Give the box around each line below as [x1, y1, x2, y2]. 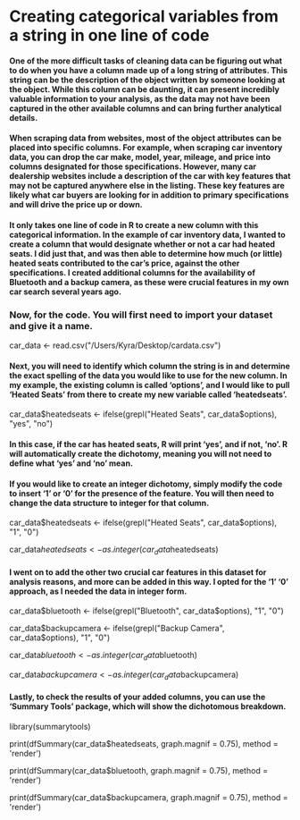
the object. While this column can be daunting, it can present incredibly [9, 83, 279, 95]
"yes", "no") [9, 418, 54, 429]
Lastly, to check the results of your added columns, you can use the [9, 691, 266, 703]
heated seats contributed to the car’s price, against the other [9, 258, 240, 268]
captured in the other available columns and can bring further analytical [9, 103, 282, 114]
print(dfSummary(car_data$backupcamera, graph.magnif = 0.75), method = [9, 792, 288, 803]
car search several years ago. [9, 286, 122, 297]
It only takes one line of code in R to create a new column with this [9, 219, 259, 230]
